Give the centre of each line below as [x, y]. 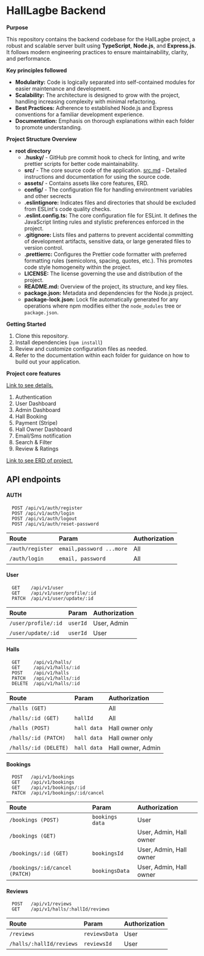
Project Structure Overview [42, 139]
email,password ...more [93, 548]
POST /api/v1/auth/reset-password [55, 524]
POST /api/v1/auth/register [47, 508]
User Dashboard [36, 403]
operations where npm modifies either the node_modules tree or [103, 306]
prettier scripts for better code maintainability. [82, 163]
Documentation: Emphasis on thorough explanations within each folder [104, 121]
